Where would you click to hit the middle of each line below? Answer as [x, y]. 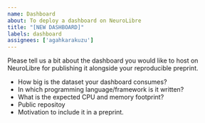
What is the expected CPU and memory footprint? [91, 97]
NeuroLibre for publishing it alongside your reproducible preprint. [103, 68]
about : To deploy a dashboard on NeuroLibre [74, 21]
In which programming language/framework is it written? [101, 90]
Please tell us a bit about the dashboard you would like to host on [103, 60]
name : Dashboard [31, 14]
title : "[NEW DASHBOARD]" [46, 27]
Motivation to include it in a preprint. [71, 112]
